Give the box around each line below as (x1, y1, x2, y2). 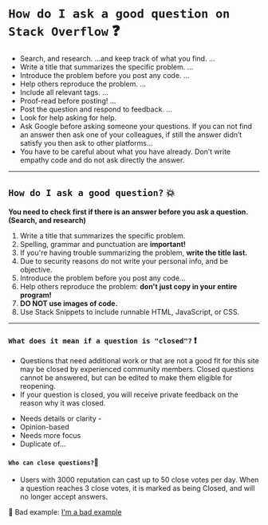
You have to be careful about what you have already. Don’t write (19, 147, 231, 156)
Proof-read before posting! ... (19, 96, 116, 105)
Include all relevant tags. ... (19, 87, 109, 97)
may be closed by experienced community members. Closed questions (19, 365, 254, 374)
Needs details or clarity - (19, 413, 102, 424)
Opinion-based (19, 422, 69, 432)
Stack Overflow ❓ (8, 22, 120, 40)
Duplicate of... (19, 439, 66, 449)
